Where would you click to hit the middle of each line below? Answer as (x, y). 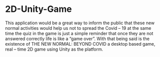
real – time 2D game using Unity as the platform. (54, 49)
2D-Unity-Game (39, 9)
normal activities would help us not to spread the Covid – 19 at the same (78, 28)
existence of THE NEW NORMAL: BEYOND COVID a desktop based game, (80, 44)
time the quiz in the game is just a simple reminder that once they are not (79, 33)
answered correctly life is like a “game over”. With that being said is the (77, 39)
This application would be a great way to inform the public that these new (80, 23)
